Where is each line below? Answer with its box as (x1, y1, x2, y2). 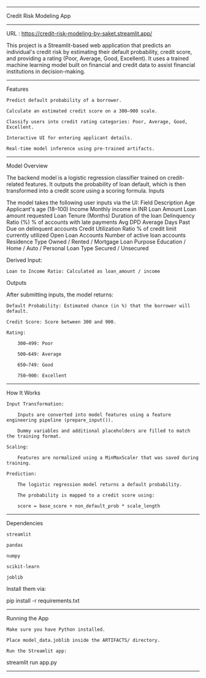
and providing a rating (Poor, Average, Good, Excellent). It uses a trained (6, 55, 189, 62)
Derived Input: (6, 256, 42, 264)
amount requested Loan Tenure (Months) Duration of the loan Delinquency (6, 212, 195, 219)
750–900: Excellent (17, 372, 67, 379)
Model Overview (6, 162, 48, 169)
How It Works (6, 389, 41, 396)
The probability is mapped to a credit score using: (17, 492, 155, 498)
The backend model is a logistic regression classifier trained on (6, 174, 167, 181)
